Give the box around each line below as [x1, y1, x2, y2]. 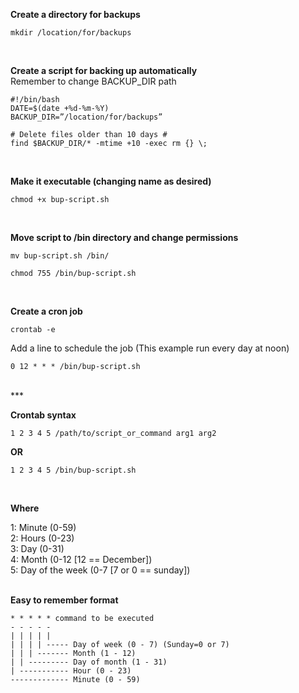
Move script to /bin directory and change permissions [10, 232, 239, 243]
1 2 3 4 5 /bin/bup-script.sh [10, 465, 137, 475]
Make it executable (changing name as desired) [10, 175, 212, 187]
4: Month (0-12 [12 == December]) [10, 554, 153, 565]
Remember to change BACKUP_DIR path [10, 75, 177, 87]
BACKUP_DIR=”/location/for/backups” [10, 112, 163, 122]
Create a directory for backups [10, 9, 141, 20]
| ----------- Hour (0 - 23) [10, 666, 132, 676]
